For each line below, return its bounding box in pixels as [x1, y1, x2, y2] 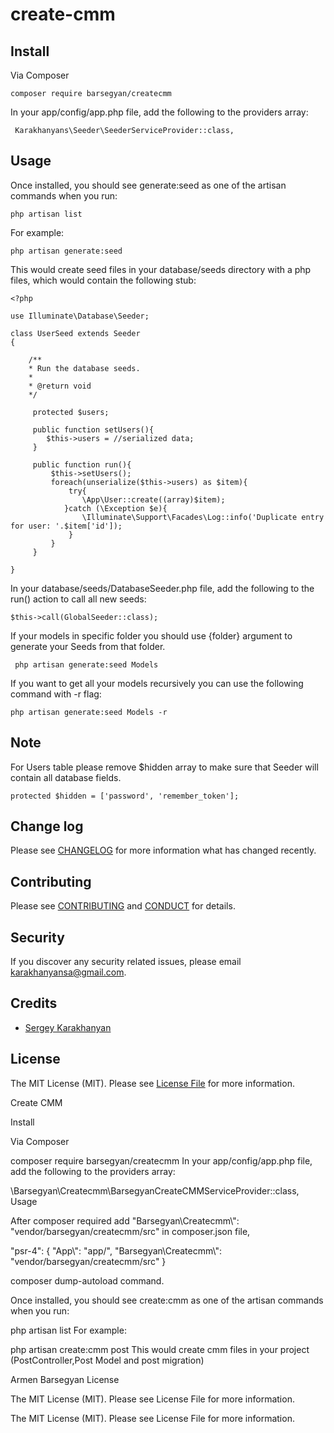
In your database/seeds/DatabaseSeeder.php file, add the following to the [10, 582, 315, 594]
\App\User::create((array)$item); [81, 494, 226, 505]
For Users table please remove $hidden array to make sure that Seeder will [10, 761, 319, 773]
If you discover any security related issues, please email [10, 956, 242, 968]
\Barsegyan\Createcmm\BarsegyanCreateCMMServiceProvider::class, [10, 1184, 300, 1197]
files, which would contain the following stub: [10, 274, 197, 286]
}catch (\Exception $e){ [63, 503, 168, 513]
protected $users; [32, 407, 110, 417]
